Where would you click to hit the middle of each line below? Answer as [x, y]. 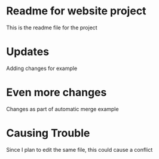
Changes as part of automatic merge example [62, 109]
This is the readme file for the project [52, 27]
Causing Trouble [48, 133]
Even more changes [56, 92]
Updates [28, 52]
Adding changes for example [42, 68]
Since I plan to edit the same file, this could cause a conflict [79, 149]
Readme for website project [76, 11]
